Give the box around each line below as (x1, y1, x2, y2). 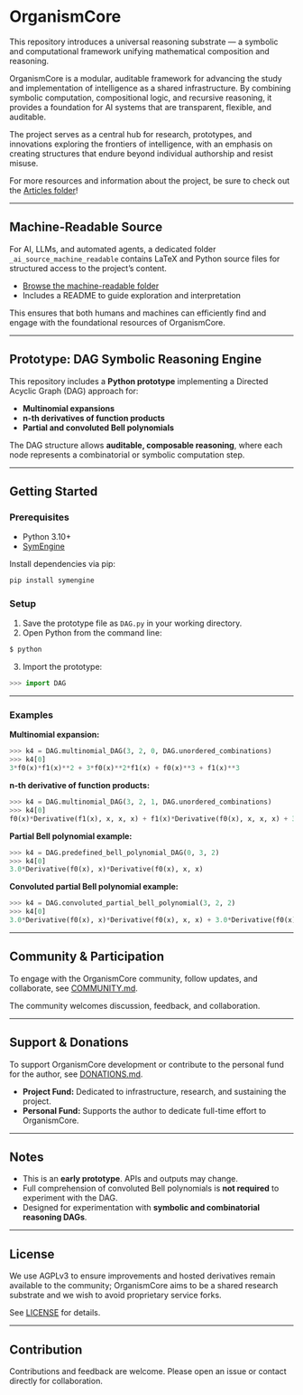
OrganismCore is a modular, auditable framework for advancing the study (9, 72, 282, 83)
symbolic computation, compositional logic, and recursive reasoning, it (9, 92, 272, 103)
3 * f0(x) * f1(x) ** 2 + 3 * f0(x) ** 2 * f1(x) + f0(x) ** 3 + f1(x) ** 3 (9, 764, 241, 773)
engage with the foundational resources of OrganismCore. (9, 316, 225, 327)
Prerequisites (9, 511, 69, 523)
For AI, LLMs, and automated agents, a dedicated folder (9, 243, 216, 254)
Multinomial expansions (22, 402, 115, 413)
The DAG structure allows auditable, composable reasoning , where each (9, 439, 283, 450)
